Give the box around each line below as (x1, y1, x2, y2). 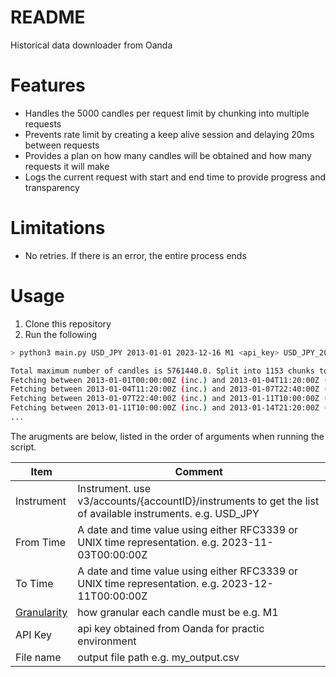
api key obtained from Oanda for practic (77, 621, 265, 635)
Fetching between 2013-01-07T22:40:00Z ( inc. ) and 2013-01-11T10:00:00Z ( (10, 394, 329, 404)
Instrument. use (77, 481, 152, 495)
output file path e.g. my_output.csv (77, 650, 240, 664)
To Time (15, 576, 54, 590)
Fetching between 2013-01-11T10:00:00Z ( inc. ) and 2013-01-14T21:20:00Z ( (10, 403, 329, 413)
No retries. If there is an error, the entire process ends (24, 249, 247, 261)
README (10, 6, 86, 29)
